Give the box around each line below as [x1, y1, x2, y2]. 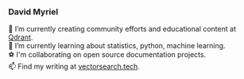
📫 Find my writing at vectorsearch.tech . [8, 62, 141, 71]
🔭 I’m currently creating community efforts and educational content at [8, 24, 237, 34]
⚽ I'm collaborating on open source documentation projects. [8, 50, 207, 59]
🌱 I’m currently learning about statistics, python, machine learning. [8, 41, 226, 51]
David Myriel [8, 6, 59, 17]
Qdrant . [8, 32, 33, 42]
